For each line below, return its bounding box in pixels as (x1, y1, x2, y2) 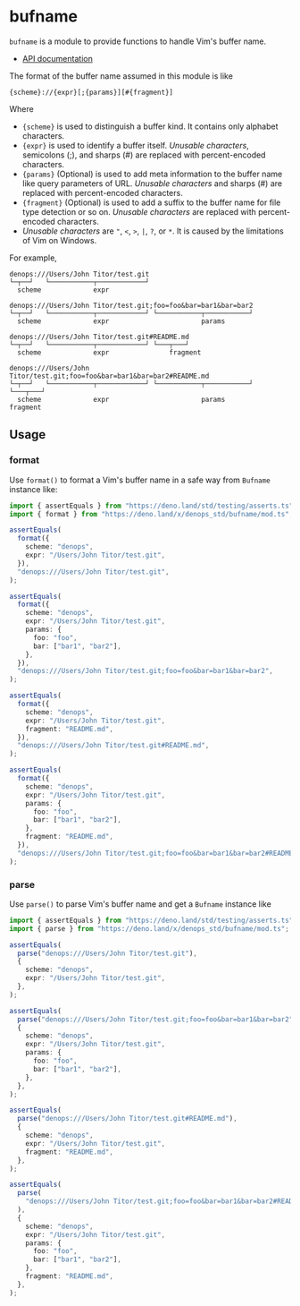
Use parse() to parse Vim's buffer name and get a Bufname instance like (9, 898, 272, 909)
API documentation (21, 53, 94, 64)
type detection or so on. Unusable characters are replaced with (21, 206, 257, 217)
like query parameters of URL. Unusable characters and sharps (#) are (21, 177, 283, 189)
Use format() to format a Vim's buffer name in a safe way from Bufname (9, 474, 271, 485)
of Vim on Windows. (21, 235, 97, 245)
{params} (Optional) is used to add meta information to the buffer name (21, 168, 283, 179)
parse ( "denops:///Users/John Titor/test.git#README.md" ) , (17, 1114, 238, 1123)
